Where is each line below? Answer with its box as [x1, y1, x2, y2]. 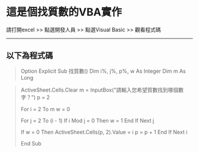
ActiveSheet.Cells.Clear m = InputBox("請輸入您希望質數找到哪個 [20, 86, 179, 93]
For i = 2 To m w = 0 [20, 105, 70, 112]
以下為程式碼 [6, 51, 53, 61]
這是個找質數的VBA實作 [6, 5, 123, 19]
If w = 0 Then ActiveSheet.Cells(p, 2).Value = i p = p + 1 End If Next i [20, 128, 188, 135]
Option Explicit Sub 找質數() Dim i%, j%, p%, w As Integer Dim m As [20, 67, 187, 75]
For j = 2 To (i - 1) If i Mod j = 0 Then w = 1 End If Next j [20, 117, 155, 124]
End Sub [20, 140, 41, 147]
